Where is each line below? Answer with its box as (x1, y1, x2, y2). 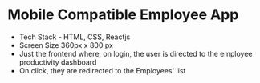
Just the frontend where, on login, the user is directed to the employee (18, 49, 254, 58)
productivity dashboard (18, 57, 97, 67)
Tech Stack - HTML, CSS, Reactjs (18, 32, 131, 41)
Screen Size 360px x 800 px (18, 40, 114, 49)
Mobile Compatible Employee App (7, 6, 239, 24)
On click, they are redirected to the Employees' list (18, 65, 186, 75)
